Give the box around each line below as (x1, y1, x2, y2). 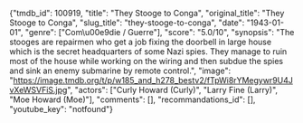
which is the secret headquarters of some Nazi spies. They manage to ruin (9, 46, 288, 57)
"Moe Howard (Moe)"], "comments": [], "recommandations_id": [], (9, 94, 256, 105)
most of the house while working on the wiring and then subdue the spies (9, 56, 283, 66)
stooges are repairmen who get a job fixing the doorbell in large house (9, 36, 272, 47)
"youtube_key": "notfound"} (9, 104, 114, 114)
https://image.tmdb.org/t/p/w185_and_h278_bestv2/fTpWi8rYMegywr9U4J (13, 75, 294, 85)
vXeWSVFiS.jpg (9, 85, 68, 95)
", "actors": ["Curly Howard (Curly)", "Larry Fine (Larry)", (67, 85, 279, 95)
